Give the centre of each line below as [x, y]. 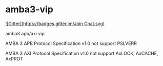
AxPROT [14, 59]
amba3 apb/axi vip [25, 33]
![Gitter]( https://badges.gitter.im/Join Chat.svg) [55, 24]
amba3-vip [29, 9]
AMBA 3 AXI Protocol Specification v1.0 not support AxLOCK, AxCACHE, [82, 53]
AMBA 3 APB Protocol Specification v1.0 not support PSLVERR [71, 43]
